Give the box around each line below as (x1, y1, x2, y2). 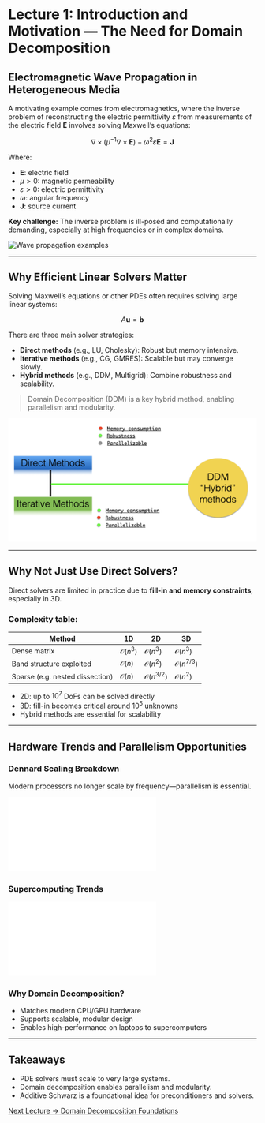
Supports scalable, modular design (19, 1014, 133, 1024)
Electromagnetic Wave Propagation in (8, 70, 198, 84)
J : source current (19, 201, 77, 211)
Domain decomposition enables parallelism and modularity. (19, 1083, 212, 1092)
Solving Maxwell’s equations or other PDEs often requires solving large (8, 291, 238, 301)
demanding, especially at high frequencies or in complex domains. (8, 225, 224, 234)
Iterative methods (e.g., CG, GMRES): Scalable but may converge (19, 354, 234, 364)
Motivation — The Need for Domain (8, 22, 243, 40)
